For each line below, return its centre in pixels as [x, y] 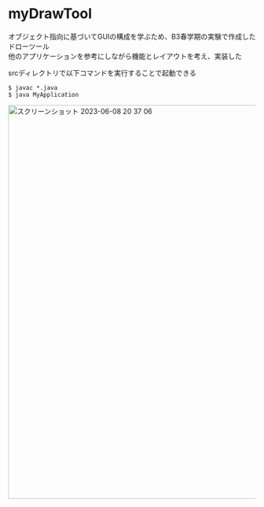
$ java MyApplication [44, 94]
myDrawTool [50, 14]
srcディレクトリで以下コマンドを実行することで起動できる [102, 72]
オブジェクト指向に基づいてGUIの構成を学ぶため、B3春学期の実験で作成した [132, 36]
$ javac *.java [33, 87]
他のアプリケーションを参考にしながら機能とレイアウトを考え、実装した [125, 56]
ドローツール [29, 46]
